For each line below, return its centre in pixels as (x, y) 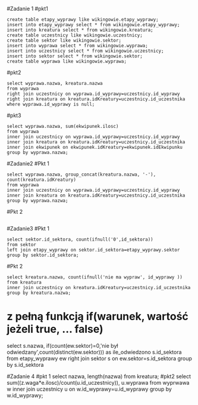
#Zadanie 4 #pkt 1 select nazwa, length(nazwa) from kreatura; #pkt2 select (99, 376)
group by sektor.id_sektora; (43, 255)
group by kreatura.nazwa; (39, 293)
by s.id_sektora (25, 364)
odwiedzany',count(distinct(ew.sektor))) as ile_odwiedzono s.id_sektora (94, 352)
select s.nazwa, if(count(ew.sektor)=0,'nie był (62, 345)
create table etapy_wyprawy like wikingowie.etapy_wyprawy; (83, 20)
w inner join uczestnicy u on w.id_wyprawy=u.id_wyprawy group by (89, 389)
